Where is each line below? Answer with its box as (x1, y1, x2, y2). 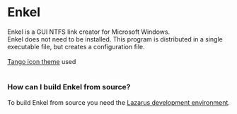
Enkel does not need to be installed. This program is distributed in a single (7, 34, 223, 43)
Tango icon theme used (7, 57, 76, 65)
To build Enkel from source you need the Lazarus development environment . (7, 98, 230, 106)
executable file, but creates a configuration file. (7, 42, 145, 51)
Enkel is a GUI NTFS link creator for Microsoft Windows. (7, 27, 170, 36)
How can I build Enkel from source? (7, 82, 131, 92)
